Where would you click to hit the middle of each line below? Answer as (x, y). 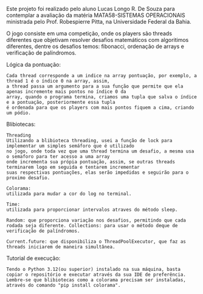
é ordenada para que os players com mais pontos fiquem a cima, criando (100, 108)
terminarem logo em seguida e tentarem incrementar (73, 167)
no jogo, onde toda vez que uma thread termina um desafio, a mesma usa (100, 151)
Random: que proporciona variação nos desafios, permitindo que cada (96, 220)
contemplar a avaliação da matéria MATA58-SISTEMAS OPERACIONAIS (96, 15)
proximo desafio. (28, 178)
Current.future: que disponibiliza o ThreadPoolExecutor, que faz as (96, 242)
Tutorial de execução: (33, 258)
